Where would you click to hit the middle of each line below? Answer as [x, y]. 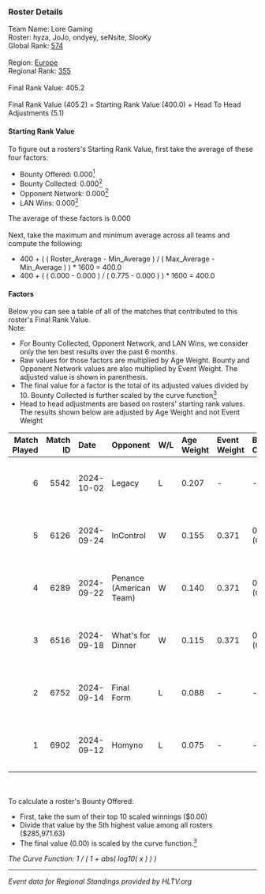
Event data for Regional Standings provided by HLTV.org [100, 881]
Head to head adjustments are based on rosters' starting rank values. [132, 403]
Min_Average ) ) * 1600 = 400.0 [71, 267]
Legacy [125, 483]
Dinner [124, 645]
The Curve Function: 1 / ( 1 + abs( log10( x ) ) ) [82, 858]
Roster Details [36, 12]
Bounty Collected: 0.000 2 [61, 183]
